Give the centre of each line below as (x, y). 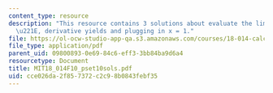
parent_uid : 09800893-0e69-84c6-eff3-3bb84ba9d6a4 (96, 53)
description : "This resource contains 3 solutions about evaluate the (130, 23)
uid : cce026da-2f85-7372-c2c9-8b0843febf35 (83, 76)
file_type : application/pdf (56, 46)
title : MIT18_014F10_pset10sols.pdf (70, 69)
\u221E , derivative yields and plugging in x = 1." (105, 31)
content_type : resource (49, 16)
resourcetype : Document (49, 61)
